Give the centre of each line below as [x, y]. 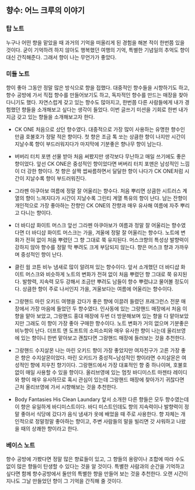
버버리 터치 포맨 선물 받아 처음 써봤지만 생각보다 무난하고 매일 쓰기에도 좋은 [100, 156]
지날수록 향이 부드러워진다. [56, 178]
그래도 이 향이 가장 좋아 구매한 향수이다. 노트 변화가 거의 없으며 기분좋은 [107, 323]
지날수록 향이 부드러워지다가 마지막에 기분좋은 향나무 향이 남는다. [88, 144]
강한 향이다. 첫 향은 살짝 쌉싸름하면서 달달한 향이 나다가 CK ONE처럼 [105, 171]
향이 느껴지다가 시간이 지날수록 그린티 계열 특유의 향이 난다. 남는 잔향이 [107, 198]
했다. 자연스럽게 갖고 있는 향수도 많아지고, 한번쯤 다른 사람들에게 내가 [105, 102]
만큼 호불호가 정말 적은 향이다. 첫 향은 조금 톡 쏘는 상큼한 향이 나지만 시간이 [100, 136]
